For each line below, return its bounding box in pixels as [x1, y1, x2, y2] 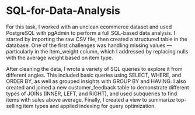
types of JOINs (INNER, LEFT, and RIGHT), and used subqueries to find [6, 90, 177, 97]
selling [6, 102, 22, 109]
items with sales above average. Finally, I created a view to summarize [6, 96, 175, 103]
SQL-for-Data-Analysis [6, 4, 121, 17]
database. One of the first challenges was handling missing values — [6, 42, 172, 49]
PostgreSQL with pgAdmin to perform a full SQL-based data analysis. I [6, 29, 176, 36]
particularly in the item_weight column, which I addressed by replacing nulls [6, 48, 189, 55]
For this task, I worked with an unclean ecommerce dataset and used [6, 23, 172, 30]
